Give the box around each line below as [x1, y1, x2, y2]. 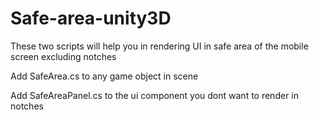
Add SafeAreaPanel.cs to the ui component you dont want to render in [10, 89, 299, 101]
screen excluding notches [10, 50, 117, 62]
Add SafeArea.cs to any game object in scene [10, 70, 199, 82]
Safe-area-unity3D [10, 7, 172, 30]
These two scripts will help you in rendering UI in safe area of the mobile [10, 40, 309, 52]
